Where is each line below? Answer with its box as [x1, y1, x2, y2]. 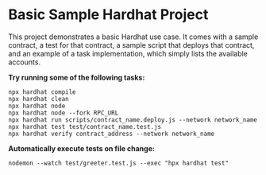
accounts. [8, 57, 41, 67]
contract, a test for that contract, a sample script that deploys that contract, [8, 40, 255, 49]
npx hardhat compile [8, 87, 77, 96]
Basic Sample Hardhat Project [8, 6, 209, 24]
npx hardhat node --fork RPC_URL [8, 109, 119, 117]
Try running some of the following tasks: [8, 72, 145, 82]
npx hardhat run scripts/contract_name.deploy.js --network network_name [8, 115, 258, 124]
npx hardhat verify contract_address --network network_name [8, 130, 215, 138]
